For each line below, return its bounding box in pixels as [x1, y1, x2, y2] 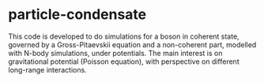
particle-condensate [8, 6, 147, 24]
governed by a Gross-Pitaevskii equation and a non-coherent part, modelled [8, 39, 257, 49]
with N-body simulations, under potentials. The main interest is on [8, 48, 223, 58]
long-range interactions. [8, 65, 87, 74]
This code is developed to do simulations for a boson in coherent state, [8, 32, 239, 41]
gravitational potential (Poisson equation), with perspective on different [8, 57, 239, 66]
